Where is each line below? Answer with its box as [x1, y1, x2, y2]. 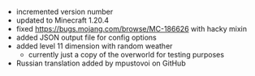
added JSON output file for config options [15, 32, 157, 42]
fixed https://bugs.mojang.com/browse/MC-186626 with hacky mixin [15, 24, 248, 33]
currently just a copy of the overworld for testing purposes [28, 50, 225, 59]
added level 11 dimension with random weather [15, 41, 173, 51]
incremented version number [15, 7, 114, 16]
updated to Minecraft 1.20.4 [15, 15, 110, 25]
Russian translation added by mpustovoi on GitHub [15, 58, 186, 68]
